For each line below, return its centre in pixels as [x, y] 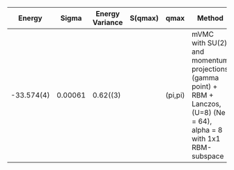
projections [210, 69]
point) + [204, 86]
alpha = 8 [207, 130]
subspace [208, 156]
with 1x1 [206, 139]
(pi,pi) [175, 95]
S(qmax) [144, 18]
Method [211, 18]
